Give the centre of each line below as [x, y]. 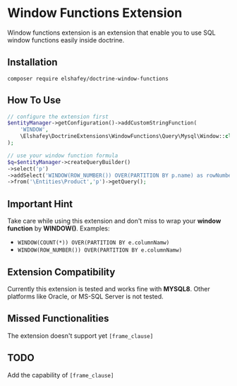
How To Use [34, 100]
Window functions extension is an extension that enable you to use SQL [112, 33]
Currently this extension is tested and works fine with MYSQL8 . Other [109, 288]
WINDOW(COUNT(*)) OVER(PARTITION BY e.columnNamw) [93, 243]
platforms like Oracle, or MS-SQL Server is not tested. [85, 296]
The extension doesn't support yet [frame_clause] [80, 335]
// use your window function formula [63, 156]
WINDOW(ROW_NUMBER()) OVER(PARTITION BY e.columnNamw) [100, 250]
